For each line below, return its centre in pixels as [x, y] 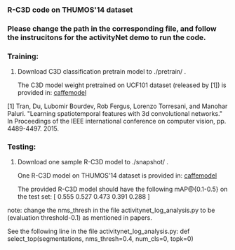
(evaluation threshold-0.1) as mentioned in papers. [80, 218]
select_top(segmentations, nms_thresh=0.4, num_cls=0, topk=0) [101, 239]
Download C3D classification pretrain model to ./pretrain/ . [102, 72]
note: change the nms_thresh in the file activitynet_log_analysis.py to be [111, 210]
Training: [23, 56]
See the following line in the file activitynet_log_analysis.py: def [99, 231]
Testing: [22, 147]
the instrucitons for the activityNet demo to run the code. [107, 37]
